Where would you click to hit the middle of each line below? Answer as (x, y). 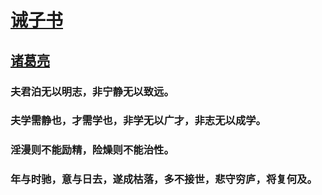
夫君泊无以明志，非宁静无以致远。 (92, 91)
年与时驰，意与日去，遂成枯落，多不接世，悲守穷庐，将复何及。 (164, 179)
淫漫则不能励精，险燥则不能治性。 (92, 150)
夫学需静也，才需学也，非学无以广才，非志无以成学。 (138, 121)
